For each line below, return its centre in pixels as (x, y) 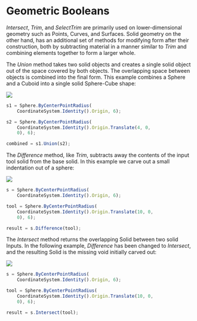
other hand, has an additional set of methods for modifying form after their (98, 40)
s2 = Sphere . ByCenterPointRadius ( (49, 122)
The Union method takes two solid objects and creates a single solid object (98, 64)
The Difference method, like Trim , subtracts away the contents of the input (98, 155)
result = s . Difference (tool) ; (44, 228)
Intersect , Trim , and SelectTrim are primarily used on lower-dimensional (94, 27)
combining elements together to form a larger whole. (71, 53)
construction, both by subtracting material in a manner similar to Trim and (96, 47)
